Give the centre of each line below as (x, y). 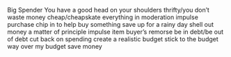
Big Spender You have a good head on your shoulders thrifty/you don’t (109, 10)
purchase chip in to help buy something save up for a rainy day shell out (111, 24)
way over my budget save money (55, 46)
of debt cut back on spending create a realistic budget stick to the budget (113, 39)
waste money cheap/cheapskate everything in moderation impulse (103, 17)
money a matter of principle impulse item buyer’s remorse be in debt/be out (115, 32)
